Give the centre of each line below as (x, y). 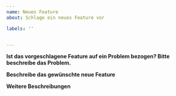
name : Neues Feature (33, 12)
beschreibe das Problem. (39, 63)
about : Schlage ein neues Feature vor (55, 18)
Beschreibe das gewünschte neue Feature (61, 75)
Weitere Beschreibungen (39, 86)
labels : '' (20, 29)
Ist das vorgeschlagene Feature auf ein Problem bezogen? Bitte (88, 57)
